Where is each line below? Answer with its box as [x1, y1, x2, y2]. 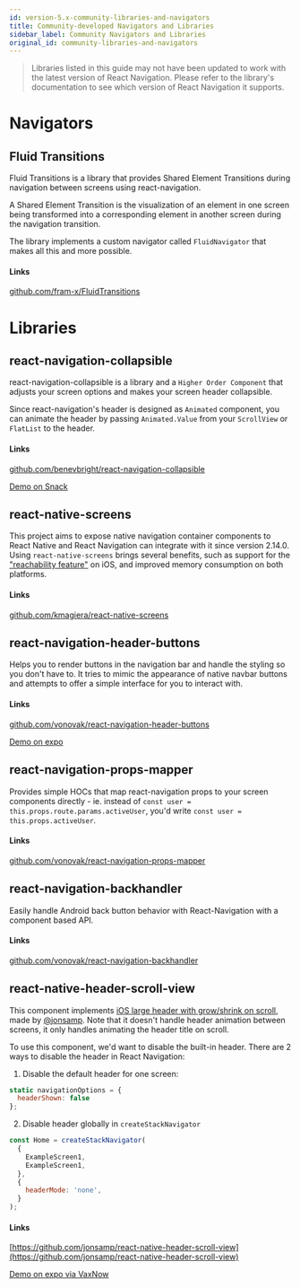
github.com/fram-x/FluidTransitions [9, 286, 141, 297]
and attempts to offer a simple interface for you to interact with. [9, 679, 244, 689]
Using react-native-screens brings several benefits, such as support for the [9, 549, 291, 561]
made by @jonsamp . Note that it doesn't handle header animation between [9, 1014, 287, 1025]
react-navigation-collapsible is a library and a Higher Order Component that [9, 377, 284, 388]
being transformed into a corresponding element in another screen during [9, 209, 282, 220]
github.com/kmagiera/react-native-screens [9, 609, 169, 620]
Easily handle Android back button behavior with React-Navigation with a [9, 905, 279, 916]
